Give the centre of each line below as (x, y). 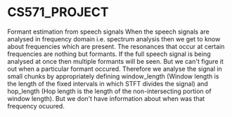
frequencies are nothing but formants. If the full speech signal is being (109, 54)
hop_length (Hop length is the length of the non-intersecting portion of (110, 91)
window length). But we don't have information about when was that (106, 98)
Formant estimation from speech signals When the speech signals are (108, 32)
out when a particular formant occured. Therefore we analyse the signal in (115, 69)
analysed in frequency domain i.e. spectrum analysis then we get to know (114, 39)
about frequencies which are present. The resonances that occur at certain (116, 46)
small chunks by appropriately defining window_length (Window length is (113, 76)
